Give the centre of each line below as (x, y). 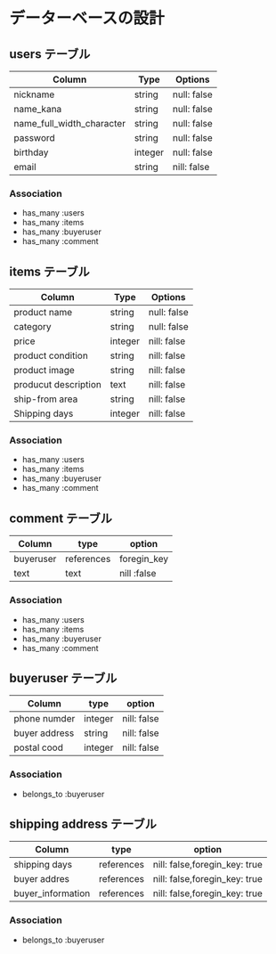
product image (45, 371)
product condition (51, 355)
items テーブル (50, 271)
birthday (31, 152)
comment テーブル (61, 518)
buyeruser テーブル (63, 678)
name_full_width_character (70, 123)
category (32, 327)
